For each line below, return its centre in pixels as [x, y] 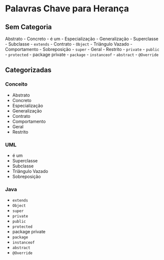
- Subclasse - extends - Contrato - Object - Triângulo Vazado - [69, 44]
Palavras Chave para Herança [67, 9]
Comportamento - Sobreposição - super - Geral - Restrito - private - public [82, 49]
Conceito [16, 84]
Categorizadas [28, 70]
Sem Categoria [28, 27]
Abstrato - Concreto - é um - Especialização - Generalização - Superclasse [82, 39]
